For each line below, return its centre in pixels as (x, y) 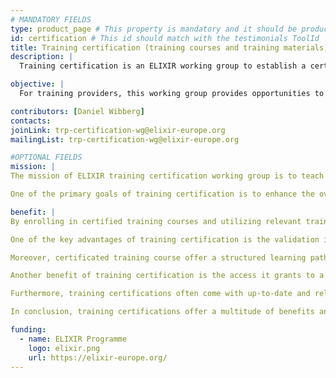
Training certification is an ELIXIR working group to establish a (163, 66)
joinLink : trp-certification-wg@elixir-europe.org (118, 130)
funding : (28, 330)
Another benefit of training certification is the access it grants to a (167, 276)
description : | (42, 57)
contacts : (31, 121)
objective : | (37, 84)
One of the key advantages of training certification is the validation (165, 239)
